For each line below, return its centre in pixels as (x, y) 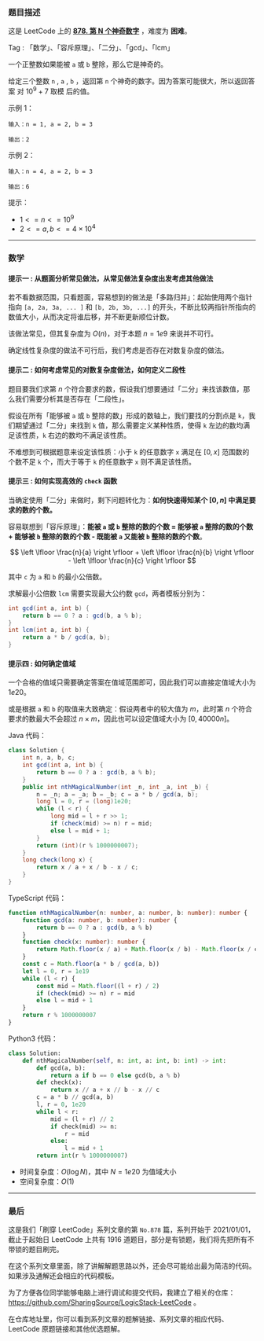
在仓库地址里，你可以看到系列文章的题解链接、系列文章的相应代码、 (118, 1319)
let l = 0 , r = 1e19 (56, 971)
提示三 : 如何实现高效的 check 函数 (63, 481)
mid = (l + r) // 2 (82, 1119)
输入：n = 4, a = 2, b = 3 (50, 171)
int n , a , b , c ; (49, 758)
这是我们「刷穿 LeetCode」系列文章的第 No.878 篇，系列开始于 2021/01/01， (132, 1230)
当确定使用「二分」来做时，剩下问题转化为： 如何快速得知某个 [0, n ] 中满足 (128, 500)
